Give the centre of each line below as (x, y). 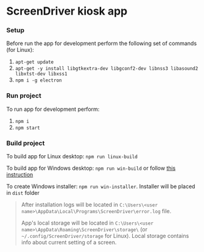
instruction (20, 175)
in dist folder (23, 193)
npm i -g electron (38, 80)
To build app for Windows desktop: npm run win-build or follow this (91, 168)
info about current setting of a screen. (69, 242)
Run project (24, 96)
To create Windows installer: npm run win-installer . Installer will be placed (101, 186)
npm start (28, 128)
